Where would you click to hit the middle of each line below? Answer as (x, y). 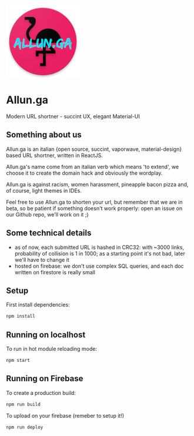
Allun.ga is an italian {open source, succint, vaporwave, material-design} (94, 149)
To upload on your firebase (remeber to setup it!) (65, 415)
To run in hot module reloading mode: (51, 349)
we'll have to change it (42, 259)
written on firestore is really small (55, 272)
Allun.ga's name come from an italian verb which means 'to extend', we (93, 167)
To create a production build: (41, 392)
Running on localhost (46, 335)
